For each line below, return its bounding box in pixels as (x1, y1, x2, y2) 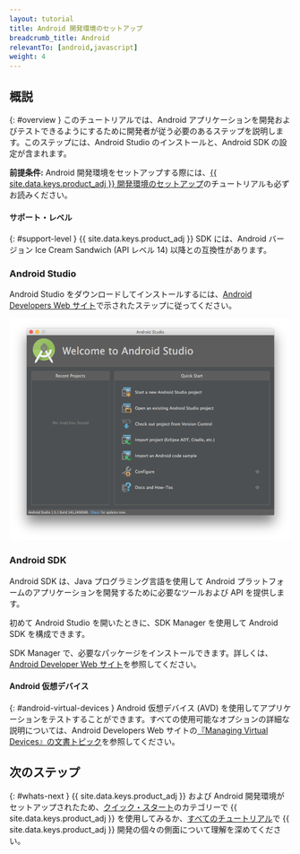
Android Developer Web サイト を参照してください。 (9, 658, 201, 669)
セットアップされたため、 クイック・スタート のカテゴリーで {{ (9, 801, 237, 812)
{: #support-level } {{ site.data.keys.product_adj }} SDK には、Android (9, 233, 267, 244)
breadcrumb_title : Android (9, 33, 110, 42)
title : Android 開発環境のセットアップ (9, 23, 143, 33)
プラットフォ (236, 575, 285, 587)
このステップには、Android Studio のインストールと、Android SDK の (23, 136, 279, 147)
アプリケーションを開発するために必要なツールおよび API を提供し (32, 587, 278, 597)
